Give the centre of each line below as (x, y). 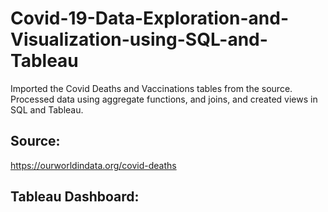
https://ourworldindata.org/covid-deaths (93, 165)
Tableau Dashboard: (75, 197)
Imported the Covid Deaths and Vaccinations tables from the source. (151, 88)
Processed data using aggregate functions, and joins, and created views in (164, 99)
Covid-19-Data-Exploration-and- (149, 18)
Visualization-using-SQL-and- (139, 39)
